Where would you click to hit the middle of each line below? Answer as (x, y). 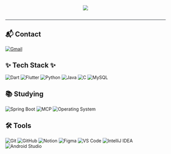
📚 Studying (24, 94)
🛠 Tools (18, 126)
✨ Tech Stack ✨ (31, 65)
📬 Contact (23, 34)
